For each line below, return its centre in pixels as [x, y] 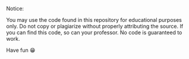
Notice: [15, 9]
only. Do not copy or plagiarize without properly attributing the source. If [95, 26]
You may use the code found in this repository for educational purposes [94, 20]
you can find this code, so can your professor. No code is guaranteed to [94, 32]
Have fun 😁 [21, 50]
